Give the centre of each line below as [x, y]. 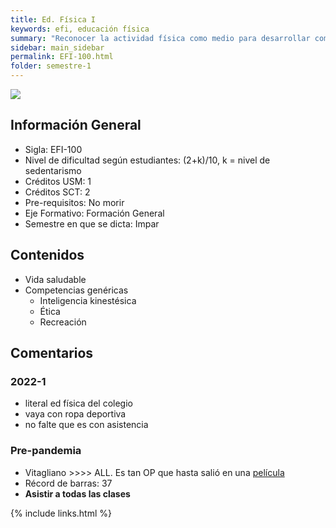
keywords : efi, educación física [80, 29]
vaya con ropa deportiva [75, 414]
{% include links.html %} [61, 513]
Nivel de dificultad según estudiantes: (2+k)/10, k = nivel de [147, 160]
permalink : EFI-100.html [62, 57]
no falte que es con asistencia [86, 425]
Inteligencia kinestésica [88, 300]
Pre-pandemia [46, 451]
